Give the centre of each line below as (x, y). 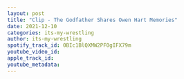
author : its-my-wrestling (44, 39)
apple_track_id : (30, 58)
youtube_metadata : (34, 65)
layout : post (26, 13)
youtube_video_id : (34, 52)
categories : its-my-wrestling (51, 33)
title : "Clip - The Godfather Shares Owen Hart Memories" (92, 20)
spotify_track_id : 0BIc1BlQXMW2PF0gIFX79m (69, 45)
